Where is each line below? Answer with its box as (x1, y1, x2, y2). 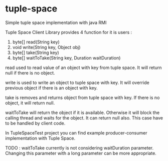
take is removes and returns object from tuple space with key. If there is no (5, 94, 160, 100)
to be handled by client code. (5, 120, 66, 126)
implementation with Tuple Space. (5, 135, 76, 141)
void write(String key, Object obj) (12, 44, 81, 50)
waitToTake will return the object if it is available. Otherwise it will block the (5, 109, 159, 115)
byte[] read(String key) (12, 38, 60, 45)
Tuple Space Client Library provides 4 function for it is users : (5, 29, 132, 35)
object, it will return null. (5, 99, 55, 105)
